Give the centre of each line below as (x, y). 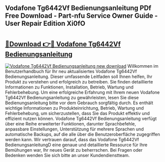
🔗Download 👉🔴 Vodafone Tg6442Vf (63, 44)
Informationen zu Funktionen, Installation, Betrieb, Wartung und (69, 87)
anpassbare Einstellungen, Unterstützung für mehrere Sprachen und (74, 129)
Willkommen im (143, 66)
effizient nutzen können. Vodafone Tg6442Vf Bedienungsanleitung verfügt (81, 119)
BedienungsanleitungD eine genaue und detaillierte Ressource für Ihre (76, 145)
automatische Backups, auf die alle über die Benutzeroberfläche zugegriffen (82, 134)
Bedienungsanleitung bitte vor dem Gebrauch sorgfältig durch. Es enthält (79, 103)
